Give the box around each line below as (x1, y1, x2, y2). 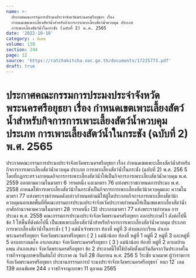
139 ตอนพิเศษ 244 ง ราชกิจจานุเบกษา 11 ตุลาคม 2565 (6, 265, 117, 272)
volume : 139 (6, 42, 35, 48)
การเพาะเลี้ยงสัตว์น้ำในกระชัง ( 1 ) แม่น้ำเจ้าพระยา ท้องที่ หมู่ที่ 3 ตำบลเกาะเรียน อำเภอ (6, 225, 170, 232)
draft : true (6, 63, 35, 69)
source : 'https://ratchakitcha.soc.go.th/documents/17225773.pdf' (6, 57, 171, 63)
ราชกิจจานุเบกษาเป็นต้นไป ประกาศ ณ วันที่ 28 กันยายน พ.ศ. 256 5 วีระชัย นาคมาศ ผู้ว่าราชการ (6, 252, 190, 259)
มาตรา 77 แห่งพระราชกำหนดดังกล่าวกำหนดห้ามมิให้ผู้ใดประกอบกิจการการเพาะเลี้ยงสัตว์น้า (6, 192, 178, 199)
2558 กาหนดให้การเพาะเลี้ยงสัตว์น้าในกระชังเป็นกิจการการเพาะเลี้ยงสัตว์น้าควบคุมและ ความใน (6, 186, 187, 193)
